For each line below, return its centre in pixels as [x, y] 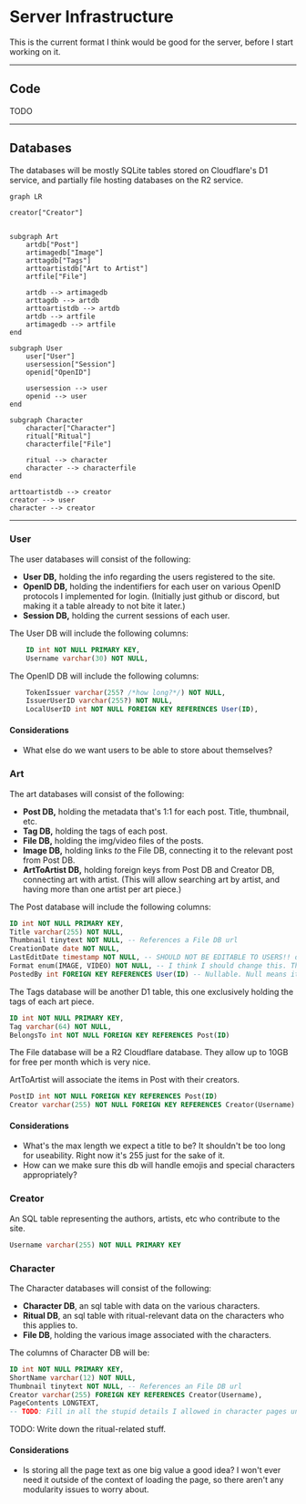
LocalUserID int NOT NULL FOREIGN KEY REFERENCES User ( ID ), [142, 710]
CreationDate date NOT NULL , [65, 949]
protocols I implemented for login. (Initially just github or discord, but [151, 596]
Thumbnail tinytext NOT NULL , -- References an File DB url [126, 1386]
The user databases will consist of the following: [100, 559]
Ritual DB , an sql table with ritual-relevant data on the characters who [153, 1315]
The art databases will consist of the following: [97, 793]
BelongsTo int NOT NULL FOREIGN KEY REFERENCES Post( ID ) [120, 1035]
